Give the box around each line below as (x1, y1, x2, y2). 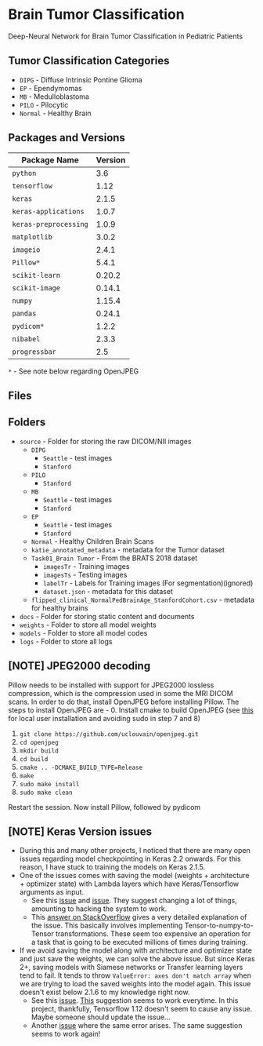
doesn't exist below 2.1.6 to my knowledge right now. (19, 987, 190, 997)
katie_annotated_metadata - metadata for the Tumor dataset (31, 545, 225, 554)
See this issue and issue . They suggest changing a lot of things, (31, 896, 237, 906)
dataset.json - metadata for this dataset (42, 586, 174, 596)
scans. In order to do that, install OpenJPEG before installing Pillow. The (8, 697, 240, 706)
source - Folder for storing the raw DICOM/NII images (19, 436, 192, 446)
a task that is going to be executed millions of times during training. (31, 938, 248, 947)
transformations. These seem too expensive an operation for (55, 929, 251, 938)
